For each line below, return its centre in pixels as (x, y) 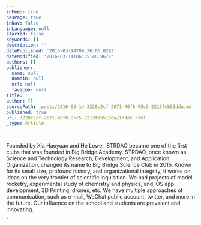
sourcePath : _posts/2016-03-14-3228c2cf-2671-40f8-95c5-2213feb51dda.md (99, 106)
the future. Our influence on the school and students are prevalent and (93, 203)
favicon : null (29, 90)
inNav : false (22, 23)
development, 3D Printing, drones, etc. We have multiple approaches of (94, 190)
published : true (26, 112)
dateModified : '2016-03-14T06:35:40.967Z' (60, 56)
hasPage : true (24, 17)
